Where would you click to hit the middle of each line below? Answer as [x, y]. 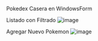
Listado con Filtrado [31, 20]
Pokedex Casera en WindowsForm [49, 9]
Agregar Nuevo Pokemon [38, 31]
